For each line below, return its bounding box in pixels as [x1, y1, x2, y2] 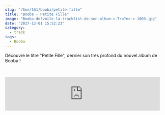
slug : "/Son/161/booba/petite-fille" [5, 7, 82, 12]
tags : [5, 35, 16, 40]
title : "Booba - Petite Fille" [5, 12, 69, 17]
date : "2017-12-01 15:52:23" [5, 21, 65, 26]
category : [5, 25, 26, 30]
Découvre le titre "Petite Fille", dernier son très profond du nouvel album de [5, 52, 158, 58]
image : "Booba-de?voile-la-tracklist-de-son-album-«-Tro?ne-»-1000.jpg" [5, 16, 157, 21]
